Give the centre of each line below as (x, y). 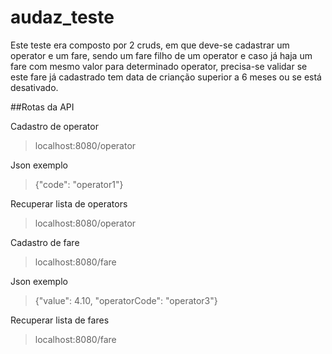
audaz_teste (62, 17)
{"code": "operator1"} (79, 184)
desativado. (34, 87)
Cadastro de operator (54, 126)
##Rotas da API (42, 107)
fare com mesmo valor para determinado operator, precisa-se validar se (159, 66)
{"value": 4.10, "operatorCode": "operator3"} (126, 300)
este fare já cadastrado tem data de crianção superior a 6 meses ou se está (166, 77)
